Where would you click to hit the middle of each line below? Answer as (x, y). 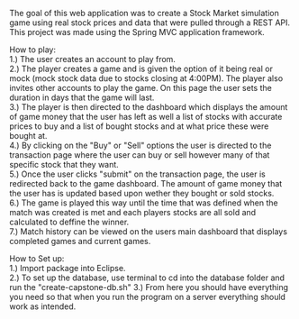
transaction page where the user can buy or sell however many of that (140, 155)
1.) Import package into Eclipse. (68, 268)
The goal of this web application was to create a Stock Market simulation (144, 13)
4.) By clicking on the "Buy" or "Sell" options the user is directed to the (140, 145)
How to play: (33, 50)
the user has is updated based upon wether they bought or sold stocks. (142, 193)
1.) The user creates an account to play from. (92, 59)
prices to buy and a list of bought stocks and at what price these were (139, 126)
